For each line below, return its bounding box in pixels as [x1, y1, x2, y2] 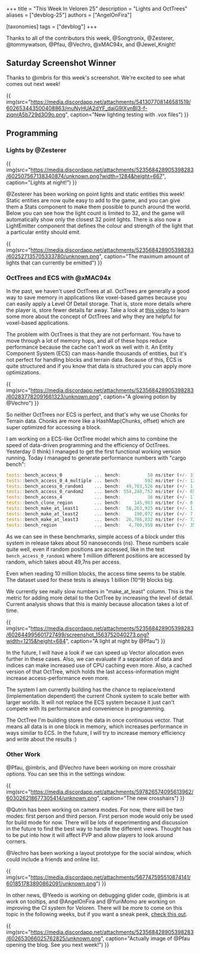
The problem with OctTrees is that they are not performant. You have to [6, 331, 182, 338]
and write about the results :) [6, 735, 77, 743]
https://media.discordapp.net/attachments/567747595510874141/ [30, 873, 191, 881]
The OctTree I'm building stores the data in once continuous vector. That [6, 716, 185, 724]
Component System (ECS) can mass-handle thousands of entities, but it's [6, 349, 187, 357]
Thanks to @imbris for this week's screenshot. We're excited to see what [6, 74, 186, 81]
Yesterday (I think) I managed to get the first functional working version [6, 448, 181, 455]
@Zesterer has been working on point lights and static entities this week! [6, 190, 185, 198]
